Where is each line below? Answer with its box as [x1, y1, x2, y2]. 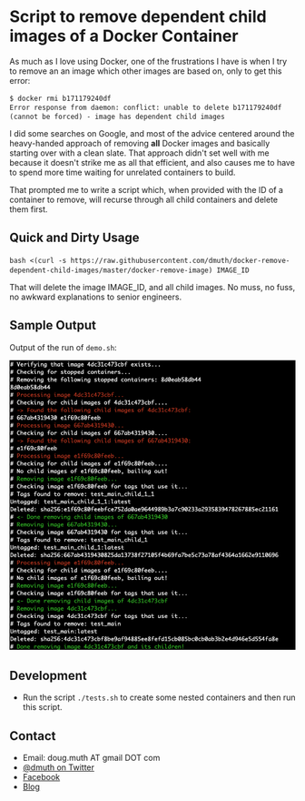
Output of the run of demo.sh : [9, 341, 117, 352]
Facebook [22, 772, 61, 783]
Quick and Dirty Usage [9, 230, 140, 246]
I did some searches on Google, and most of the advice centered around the [9, 127, 295, 138]
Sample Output [9, 318, 97, 333]
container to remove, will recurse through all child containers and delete [9, 194, 279, 205]
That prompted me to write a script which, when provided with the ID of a [9, 184, 284, 195]
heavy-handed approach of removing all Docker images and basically [9, 137, 271, 148]
